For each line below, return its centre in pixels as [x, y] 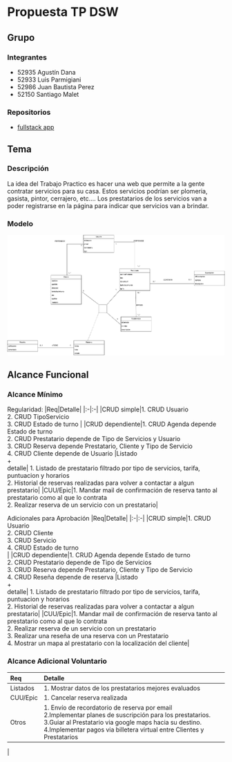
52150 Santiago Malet [48, 94]
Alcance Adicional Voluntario [57, 661]
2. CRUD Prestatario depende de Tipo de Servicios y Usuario [94, 439]
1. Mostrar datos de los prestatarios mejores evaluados [122, 688]
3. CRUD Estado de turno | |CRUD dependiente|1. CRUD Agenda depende [112, 424]
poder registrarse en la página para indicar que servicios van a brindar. [108, 205]
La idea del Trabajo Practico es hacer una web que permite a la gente [106, 183]
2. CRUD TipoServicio [38, 417]
